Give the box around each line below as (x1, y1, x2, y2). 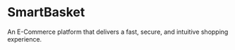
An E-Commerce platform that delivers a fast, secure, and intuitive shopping (7, 27, 229, 36)
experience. (7, 35, 42, 43)
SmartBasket (7, 4, 85, 20)
